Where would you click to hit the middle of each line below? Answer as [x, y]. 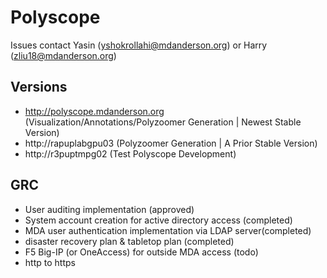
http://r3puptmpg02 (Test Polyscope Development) [130, 153]
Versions [39, 87]
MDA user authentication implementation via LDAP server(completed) [168, 230]
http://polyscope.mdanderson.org [94, 111]
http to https [50, 262]
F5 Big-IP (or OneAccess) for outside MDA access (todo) [141, 252]
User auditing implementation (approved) [109, 209]
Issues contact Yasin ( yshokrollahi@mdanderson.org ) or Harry [139, 45]
